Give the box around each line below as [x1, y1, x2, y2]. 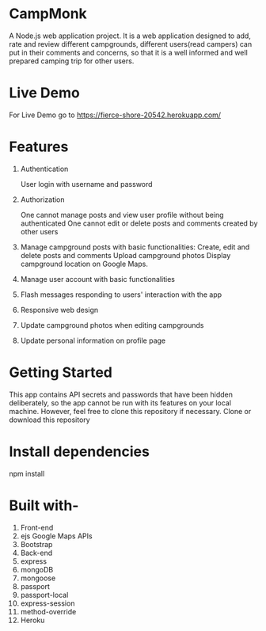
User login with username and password [20, 179, 153, 188]
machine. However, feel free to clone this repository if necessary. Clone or [9, 406, 252, 416]
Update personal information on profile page [20, 336, 166, 345]
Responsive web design [20, 305, 99, 314]
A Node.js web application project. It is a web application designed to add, [9, 31, 252, 40]
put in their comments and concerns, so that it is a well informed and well [9, 48, 248, 57]
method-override [20, 606, 77, 616]
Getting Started [9, 363, 113, 381]
